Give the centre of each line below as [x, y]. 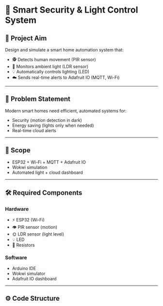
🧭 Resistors [23, 245]
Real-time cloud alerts [34, 130]
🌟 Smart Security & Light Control [72, 10]
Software [16, 258]
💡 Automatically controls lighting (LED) [51, 72]
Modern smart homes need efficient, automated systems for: [66, 111]
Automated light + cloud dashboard [48, 172]
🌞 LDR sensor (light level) [38, 234]
